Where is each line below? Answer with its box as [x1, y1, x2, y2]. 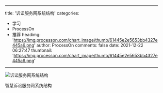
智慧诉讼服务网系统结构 [5, 83, 52, 88]
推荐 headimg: [12, 32, 41, 37]
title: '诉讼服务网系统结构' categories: [5, 10, 80, 16]
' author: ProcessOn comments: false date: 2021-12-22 [33, 42, 144, 48]
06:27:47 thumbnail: [12, 47, 52, 53]
